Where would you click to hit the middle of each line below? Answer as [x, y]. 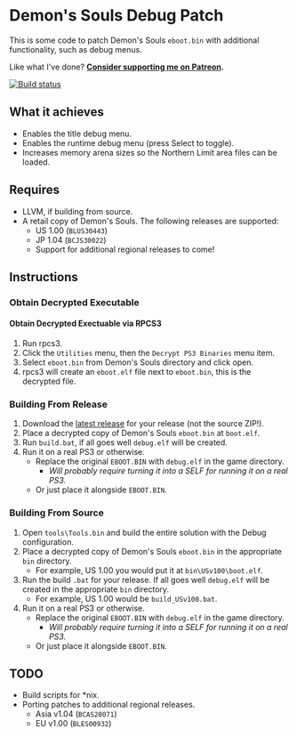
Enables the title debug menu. [76, 134]
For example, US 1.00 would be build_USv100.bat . [126, 598]
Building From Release [59, 404]
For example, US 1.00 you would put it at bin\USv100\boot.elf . [149, 570]
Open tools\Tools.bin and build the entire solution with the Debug [144, 532]
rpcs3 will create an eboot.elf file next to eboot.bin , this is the [136, 372]
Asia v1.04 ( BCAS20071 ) [76, 714]
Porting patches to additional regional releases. [108, 705]
